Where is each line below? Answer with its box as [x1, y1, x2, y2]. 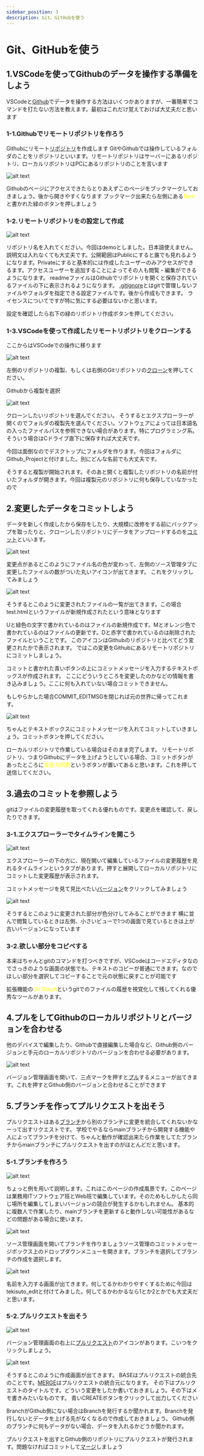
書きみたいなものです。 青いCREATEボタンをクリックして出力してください [11, 1394, 198, 1401]
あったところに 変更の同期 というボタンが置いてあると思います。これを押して [6, 761, 198, 769]
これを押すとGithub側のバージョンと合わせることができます [16, 1081, 166, 1089]
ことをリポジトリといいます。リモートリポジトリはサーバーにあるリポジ [16, 152, 198, 159]
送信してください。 [6, 769, 55, 776]
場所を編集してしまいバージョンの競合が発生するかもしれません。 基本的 [11, 1200, 194, 1207]
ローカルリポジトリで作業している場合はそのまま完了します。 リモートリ [6, 746, 189, 754]
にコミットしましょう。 [6, 652, 65, 659]
